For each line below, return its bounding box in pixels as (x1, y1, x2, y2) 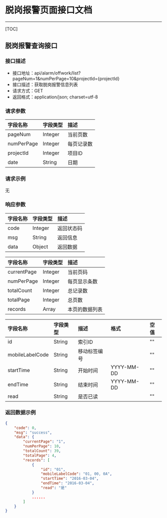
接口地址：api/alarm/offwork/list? (12, 70, 81, 76)
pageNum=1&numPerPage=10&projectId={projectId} (12, 75, 120, 81)
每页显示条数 (68, 278, 98, 285)
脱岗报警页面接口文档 (5, 4, 93, 16)
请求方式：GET (12, 87, 43, 93)
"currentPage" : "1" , (23, 439, 66, 444)
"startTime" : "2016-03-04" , (40, 476, 99, 481)
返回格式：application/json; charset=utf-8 (12, 94, 98, 100)
